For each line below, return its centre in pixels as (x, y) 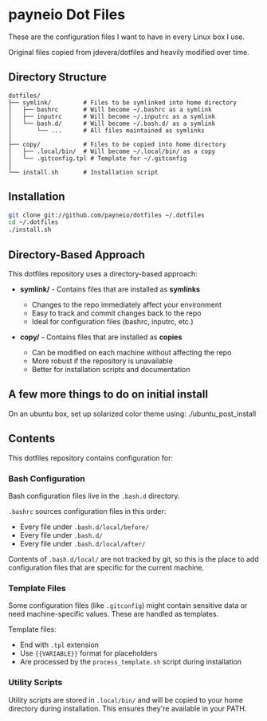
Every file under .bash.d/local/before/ (84, 527)
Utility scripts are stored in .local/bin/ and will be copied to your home (126, 699)
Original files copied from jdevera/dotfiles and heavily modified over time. (129, 52)
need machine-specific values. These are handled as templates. (114, 614)
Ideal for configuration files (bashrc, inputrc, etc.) (112, 321)
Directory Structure (58, 77)
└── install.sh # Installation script (83, 172)
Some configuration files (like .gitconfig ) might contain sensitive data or (128, 605)
